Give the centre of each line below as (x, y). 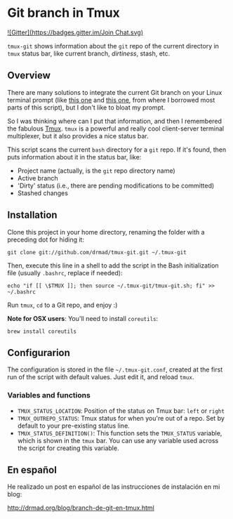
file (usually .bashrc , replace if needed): (65, 272)
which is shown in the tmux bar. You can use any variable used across (118, 440)
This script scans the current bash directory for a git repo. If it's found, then (117, 150)
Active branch (38, 178)
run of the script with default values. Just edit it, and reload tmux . (101, 377)
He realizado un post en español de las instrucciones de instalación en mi (114, 487)
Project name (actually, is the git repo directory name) (96, 171)
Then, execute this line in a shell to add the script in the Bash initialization (113, 265)
